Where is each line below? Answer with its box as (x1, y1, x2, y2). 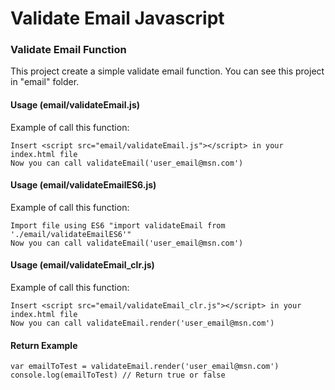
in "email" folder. (10, 76, 80, 88)
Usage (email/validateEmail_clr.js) (10, 259, 155, 271)
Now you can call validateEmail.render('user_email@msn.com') (10, 318, 275, 329)
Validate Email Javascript (10, 7, 225, 30)
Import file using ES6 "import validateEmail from (10, 220, 226, 231)
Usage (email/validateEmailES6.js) (10, 179, 157, 191)
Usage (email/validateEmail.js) (10, 99, 141, 111)
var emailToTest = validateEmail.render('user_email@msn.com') (10, 362, 280, 372)
